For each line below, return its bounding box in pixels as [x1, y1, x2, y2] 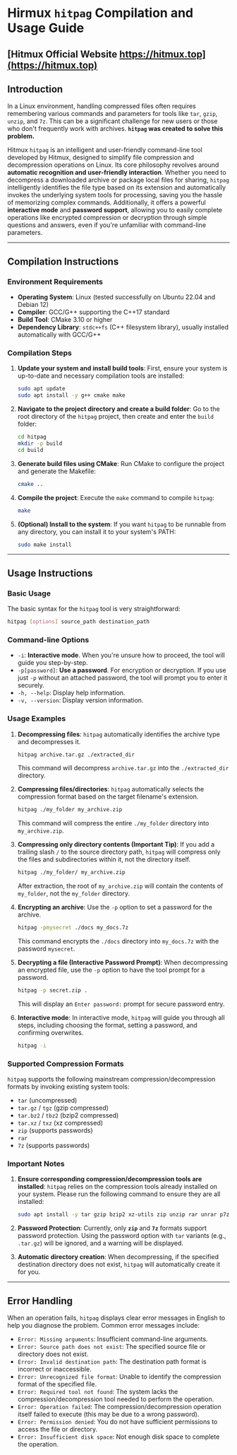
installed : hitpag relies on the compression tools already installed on [17, 1183, 217, 1191]
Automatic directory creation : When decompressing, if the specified [17, 1253, 219, 1261]
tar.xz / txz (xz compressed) [17, 1119, 104, 1128]
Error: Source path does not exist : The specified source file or [17, 1343, 206, 1351]
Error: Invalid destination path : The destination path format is [17, 1357, 207, 1366]
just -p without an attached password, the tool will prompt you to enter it [17, 673, 228, 682]
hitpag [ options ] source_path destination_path [7, 618, 150, 625]
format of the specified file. [17, 1380, 97, 1389]
